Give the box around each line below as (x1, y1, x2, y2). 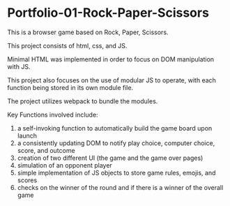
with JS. (7, 62, 31, 71)
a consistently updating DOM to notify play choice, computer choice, (17, 138, 215, 147)
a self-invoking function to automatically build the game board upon (17, 124, 213, 132)
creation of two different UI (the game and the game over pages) (17, 154, 204, 162)
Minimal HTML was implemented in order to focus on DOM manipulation (7, 54, 215, 64)
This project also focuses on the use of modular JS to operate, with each (7, 75, 216, 84)
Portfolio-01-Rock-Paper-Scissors (7, 5, 209, 21)
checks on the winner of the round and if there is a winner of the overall (17, 183, 224, 191)
